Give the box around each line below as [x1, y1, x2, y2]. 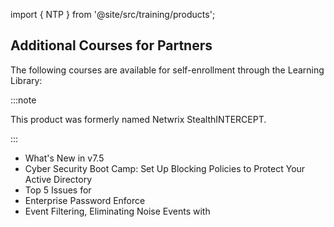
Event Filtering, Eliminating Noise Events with [24, 205, 211, 217]
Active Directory [24, 173, 93, 185]
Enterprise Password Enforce [24, 194, 146, 206]
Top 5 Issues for [24, 184, 92, 196]
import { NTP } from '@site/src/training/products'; [10, 9, 216, 20]
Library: [10, 74, 43, 86]
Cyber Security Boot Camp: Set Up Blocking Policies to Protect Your [24, 162, 306, 174]
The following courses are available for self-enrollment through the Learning [10, 64, 325, 76]
